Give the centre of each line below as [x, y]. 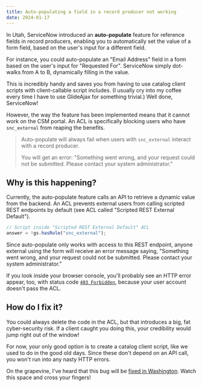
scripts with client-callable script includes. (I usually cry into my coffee [94, 90]
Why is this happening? [51, 183]
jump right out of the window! [43, 334]
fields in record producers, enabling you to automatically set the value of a [99, 41]
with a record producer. [50, 146]
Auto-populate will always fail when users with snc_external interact [106, 139]
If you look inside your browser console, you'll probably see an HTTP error [99, 276]
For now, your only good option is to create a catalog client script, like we [97, 346]
